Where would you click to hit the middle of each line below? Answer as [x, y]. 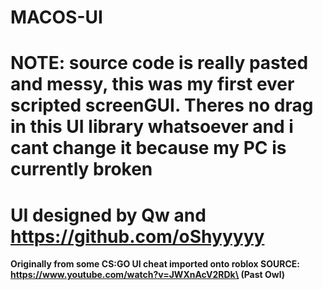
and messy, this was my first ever [152, 84]
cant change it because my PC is [148, 148]
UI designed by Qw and [108, 215]
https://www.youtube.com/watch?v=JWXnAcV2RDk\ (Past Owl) [148, 275]
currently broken [81, 169]
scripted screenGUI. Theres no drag [162, 105]
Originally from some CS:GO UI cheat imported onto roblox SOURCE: [155, 264]
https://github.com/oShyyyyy [137, 236]
